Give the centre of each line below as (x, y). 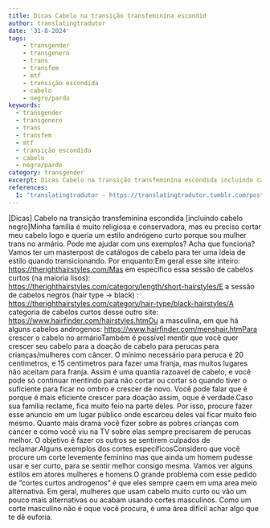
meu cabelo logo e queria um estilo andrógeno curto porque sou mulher (127, 235)
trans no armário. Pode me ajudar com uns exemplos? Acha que (115, 244)
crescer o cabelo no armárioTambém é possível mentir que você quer (123, 338)
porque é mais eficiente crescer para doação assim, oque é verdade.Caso (131, 397)
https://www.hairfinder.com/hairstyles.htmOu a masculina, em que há (123, 320)
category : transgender (46, 173)
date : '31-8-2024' (39, 31)
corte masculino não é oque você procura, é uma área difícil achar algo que (134, 508)
